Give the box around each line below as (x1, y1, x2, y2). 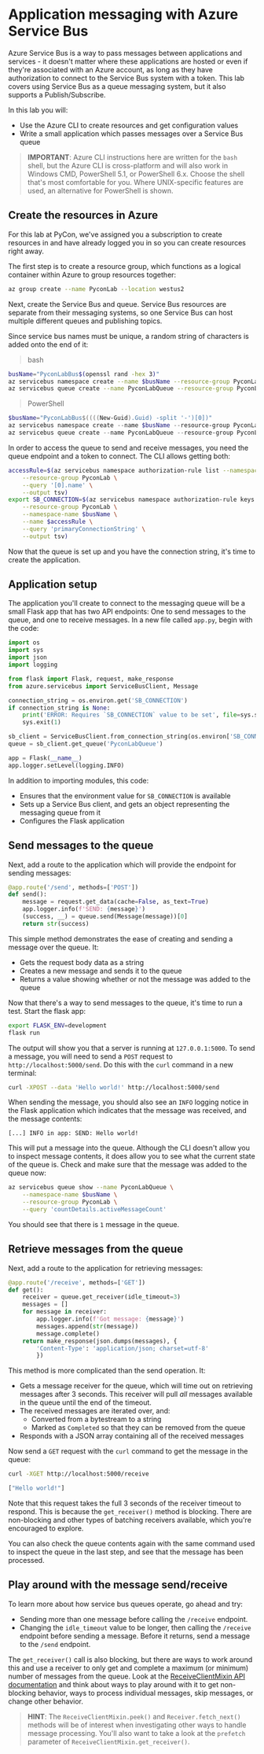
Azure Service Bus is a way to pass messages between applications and (8, 48, 242, 57)
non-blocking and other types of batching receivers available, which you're (8, 1516, 251, 1525)
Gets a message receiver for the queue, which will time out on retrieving (19, 1381, 253, 1391)
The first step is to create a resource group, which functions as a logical (8, 261, 241, 271)
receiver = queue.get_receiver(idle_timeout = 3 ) (22, 1293, 181, 1301)
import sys (8, 647, 44, 654)
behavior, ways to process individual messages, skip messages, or (38, 1688, 254, 1697)
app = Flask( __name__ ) (8, 754, 82, 762)
